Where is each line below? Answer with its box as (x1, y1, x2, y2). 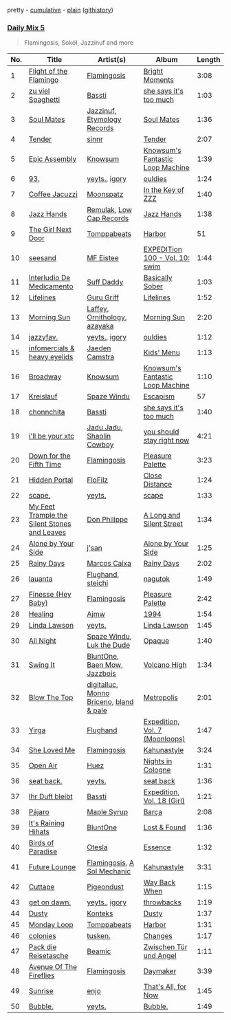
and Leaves (28, 528, 67, 538)
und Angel (143, 951, 177, 961)
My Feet (28, 502, 55, 511)
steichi (87, 578, 109, 588)
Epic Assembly (28, 154, 77, 164)
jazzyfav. (28, 332, 58, 342)
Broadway (28, 372, 62, 381)
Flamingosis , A (87, 858, 134, 868)
